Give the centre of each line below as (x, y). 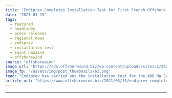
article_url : (19, 81)
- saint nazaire (27, 52)
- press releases (28, 34)
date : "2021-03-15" (26, 15)
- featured (21, 24)
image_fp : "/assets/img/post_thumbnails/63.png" (58, 72)
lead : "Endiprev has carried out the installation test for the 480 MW (83, 76)
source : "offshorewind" (31, 62)
